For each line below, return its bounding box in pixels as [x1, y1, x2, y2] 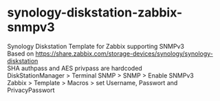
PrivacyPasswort [7, 86, 55, 94]
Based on [7, 49, 34, 58]
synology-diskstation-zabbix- [7, 5, 183, 21]
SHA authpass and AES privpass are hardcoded [7, 64, 142, 72]
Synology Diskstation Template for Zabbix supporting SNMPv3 [7, 42, 184, 50]
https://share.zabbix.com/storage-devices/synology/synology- [35, 49, 213, 58]
